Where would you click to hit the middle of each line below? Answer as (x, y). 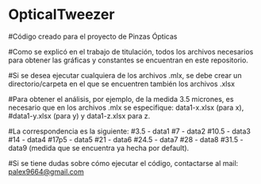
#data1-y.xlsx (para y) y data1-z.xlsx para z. (79, 115)
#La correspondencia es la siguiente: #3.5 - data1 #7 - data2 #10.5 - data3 (130, 131)
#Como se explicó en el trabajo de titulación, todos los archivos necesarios (131, 51)
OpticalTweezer (61, 15)
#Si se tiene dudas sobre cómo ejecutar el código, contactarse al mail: (123, 163)
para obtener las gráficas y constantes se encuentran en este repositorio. (128, 60)
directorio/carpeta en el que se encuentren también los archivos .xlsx (122, 84)
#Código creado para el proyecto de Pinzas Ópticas (93, 36)
